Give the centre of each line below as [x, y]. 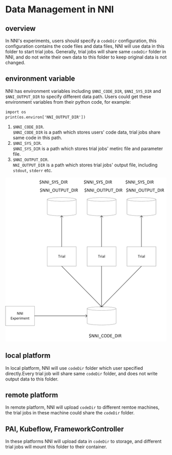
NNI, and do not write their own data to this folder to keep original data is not [86, 57]
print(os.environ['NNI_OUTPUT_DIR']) [46, 117]
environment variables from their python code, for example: [68, 102]
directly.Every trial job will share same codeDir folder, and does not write [81, 373]
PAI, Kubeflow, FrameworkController [65, 429]
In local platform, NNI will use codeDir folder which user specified [74, 368]
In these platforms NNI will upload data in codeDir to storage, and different [83, 441]
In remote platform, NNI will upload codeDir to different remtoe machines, [82, 407]
